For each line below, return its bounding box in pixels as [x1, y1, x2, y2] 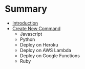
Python [19, 36, 35, 42]
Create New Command [12, 25, 61, 31]
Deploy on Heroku [19, 41, 58, 48]
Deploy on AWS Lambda [19, 47, 71, 53]
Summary [5, 3, 47, 15]
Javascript [19, 31, 42, 37]
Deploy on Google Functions [19, 52, 80, 59]
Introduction [12, 20, 38, 26]
